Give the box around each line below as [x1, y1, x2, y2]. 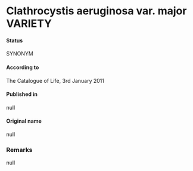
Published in [6, 91, 38, 98]
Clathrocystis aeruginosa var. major [6, 4, 187, 18]
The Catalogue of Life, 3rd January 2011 [6, 77, 104, 84]
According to [6, 64, 39, 71]
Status [6, 37, 23, 44]
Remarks [6, 145, 33, 154]
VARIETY [6, 17, 52, 30]
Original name [6, 117, 42, 125]
